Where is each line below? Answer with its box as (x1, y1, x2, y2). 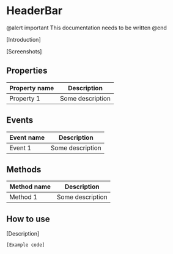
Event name (9, 133, 45, 142)
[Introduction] (6, 36, 41, 43)
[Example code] (6, 242, 45, 248)
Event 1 (9, 144, 32, 152)
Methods (6, 164, 42, 175)
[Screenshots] (6, 47, 42, 55)
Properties (6, 66, 48, 76)
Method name (9, 182, 51, 191)
